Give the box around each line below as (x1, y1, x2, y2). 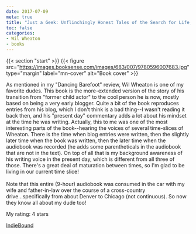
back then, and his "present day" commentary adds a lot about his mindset (6, 112, 187, 119)
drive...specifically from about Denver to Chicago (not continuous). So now (6, 192, 187, 199)
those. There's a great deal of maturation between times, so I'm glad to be (6, 161, 185, 168)
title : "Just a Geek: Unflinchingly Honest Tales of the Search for (6, 19, 177, 25)
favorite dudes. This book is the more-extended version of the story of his (6, 87, 184, 94)
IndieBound (6, 222, 34, 229)
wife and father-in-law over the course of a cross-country (6, 187, 146, 194)
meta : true (6, 14, 33, 20)
